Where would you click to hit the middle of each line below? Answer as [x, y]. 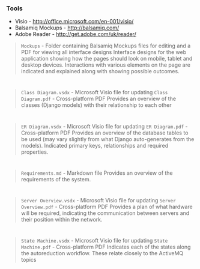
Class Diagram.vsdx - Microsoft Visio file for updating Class [94, 92]
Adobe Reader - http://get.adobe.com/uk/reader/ [75, 34]
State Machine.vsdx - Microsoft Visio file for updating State [94, 241]
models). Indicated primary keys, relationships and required [95, 145]
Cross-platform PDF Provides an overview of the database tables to [105, 133]
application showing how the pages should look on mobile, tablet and [107, 59]
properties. [35, 152]
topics [29, 260]
